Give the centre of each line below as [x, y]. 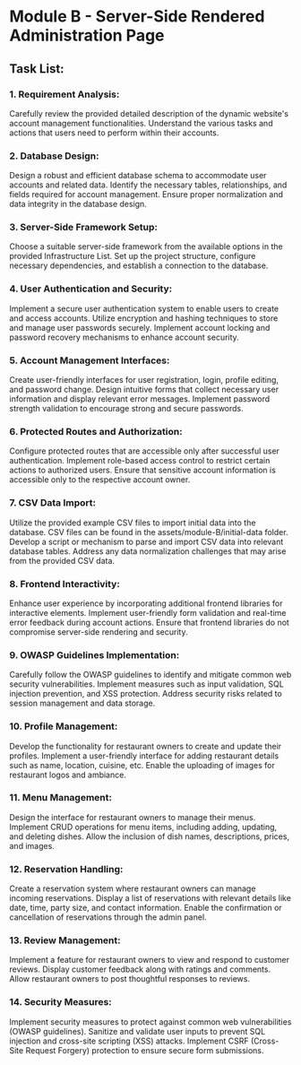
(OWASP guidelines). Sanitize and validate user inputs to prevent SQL [138, 1031]
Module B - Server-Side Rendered [137, 17]
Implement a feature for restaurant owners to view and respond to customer [149, 960]
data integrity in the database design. [78, 204]
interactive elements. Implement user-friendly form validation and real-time [148, 612]
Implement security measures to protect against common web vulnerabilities [150, 1022]
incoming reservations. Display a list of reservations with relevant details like [150, 898]
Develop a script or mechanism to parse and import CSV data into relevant [146, 541]
